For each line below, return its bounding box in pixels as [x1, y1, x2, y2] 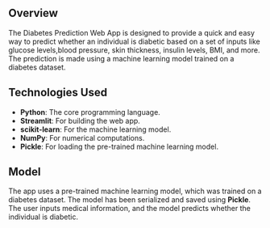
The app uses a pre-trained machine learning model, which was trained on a [8, 186, 262, 196]
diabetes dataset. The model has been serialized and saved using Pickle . [8, 195, 251, 205]
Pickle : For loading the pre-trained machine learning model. [19, 141, 219, 151]
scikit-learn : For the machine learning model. [19, 125, 172, 134]
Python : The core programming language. [19, 107, 161, 116]
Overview [8, 6, 59, 20]
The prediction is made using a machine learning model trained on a [8, 53, 235, 63]
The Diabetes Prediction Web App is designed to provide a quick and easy [8, 27, 255, 37]
